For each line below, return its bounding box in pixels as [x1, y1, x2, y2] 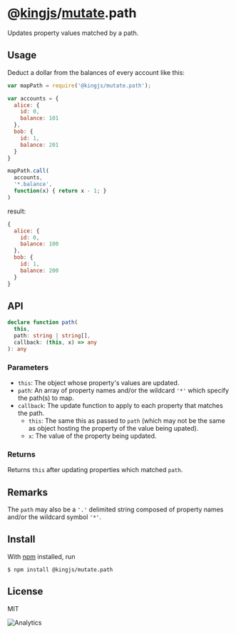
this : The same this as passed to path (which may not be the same [28, 416, 226, 425]
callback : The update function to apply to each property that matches [17, 401, 223, 409]
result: [7, 207, 26, 215]
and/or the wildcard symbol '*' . [7, 513, 102, 521]
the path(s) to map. [17, 394, 75, 402]
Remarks [7, 486, 48, 498]
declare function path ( [7, 319, 78, 326]
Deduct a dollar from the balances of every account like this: [7, 68, 185, 76]
